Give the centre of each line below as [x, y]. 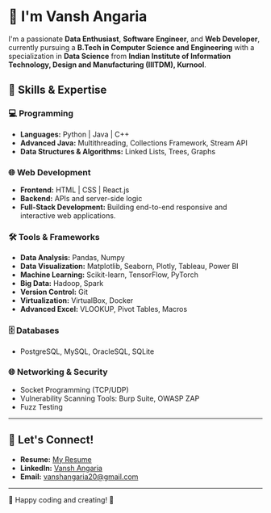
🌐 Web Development [50, 172]
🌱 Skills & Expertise [58, 90]
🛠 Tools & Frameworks [54, 237]
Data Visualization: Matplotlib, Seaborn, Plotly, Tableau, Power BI [129, 267]
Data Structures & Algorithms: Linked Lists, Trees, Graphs [118, 151]
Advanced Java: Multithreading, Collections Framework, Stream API [133, 143]
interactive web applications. [68, 215]
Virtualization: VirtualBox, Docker [77, 301]
